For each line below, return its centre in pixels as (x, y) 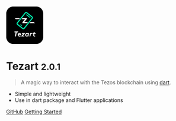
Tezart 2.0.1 (33, 66)
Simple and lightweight (43, 94)
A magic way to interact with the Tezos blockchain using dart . (96, 82)
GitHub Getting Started (34, 112)
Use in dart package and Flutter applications (69, 100)
